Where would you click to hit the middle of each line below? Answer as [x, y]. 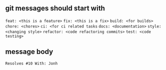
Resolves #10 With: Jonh [31, 63]
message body [29, 52]
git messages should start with [55, 8]
